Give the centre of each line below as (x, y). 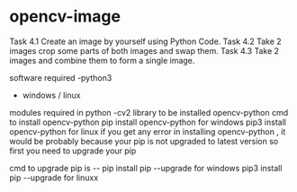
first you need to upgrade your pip (73, 151)
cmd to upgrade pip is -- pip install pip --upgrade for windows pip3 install (146, 168)
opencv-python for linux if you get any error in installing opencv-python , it (148, 131)
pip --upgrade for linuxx (54, 178)
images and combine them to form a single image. (102, 60)
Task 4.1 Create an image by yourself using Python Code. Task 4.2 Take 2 (145, 41)
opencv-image (65, 17)
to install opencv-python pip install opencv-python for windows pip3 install (148, 122)
